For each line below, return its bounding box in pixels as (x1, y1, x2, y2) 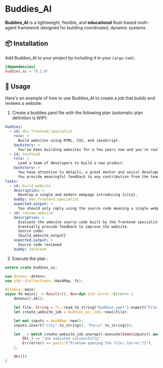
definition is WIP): (12, 115, 48, 121)
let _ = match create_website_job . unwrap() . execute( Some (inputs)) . (14, 331, 153, 337)
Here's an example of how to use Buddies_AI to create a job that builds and (5, 95, 155, 101)
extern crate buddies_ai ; (5, 265, 57, 270)
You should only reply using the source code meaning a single (17, 206, 149, 211)
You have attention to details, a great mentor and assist (17, 170, 140, 175)
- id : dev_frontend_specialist (9, 129, 73, 134)
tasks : (5, 179, 18, 184)
